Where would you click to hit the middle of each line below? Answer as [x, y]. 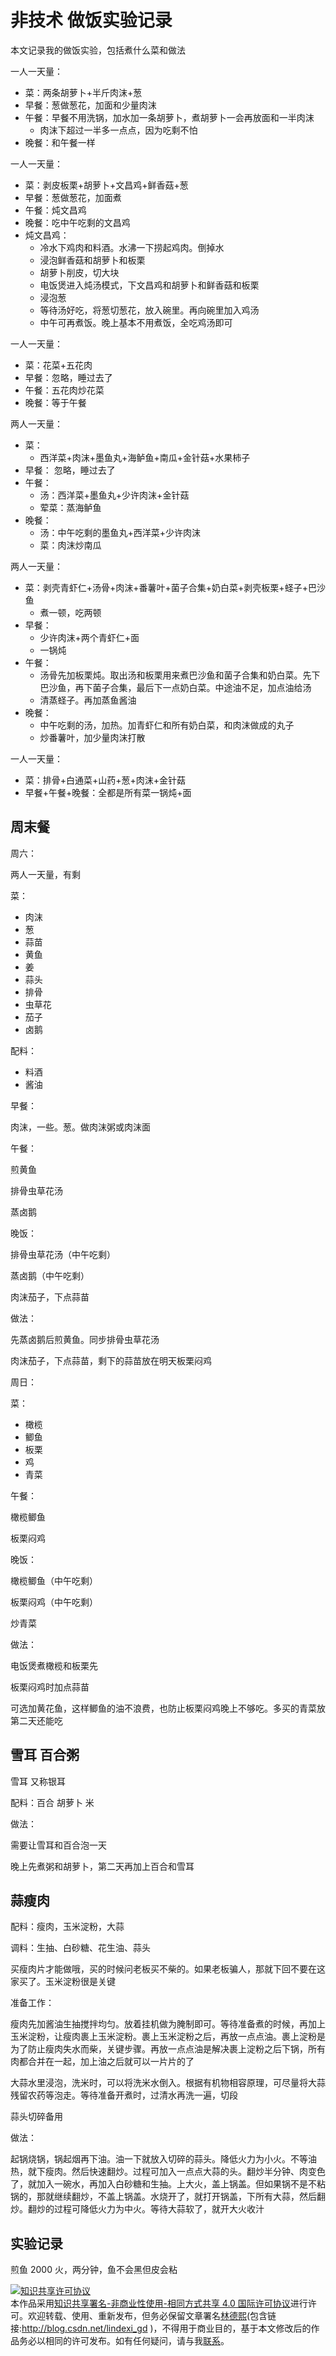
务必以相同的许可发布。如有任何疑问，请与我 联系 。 [124, 2341]
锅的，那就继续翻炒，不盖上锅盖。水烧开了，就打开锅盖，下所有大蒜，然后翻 [168, 2197]
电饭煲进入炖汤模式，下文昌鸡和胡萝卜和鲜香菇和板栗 [149, 285]
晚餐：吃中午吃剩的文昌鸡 [77, 222]
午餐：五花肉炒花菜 [64, 390]
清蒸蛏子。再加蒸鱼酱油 [88, 700]
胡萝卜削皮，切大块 [79, 272]
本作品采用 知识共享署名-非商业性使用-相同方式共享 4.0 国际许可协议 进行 [159, 2303]
